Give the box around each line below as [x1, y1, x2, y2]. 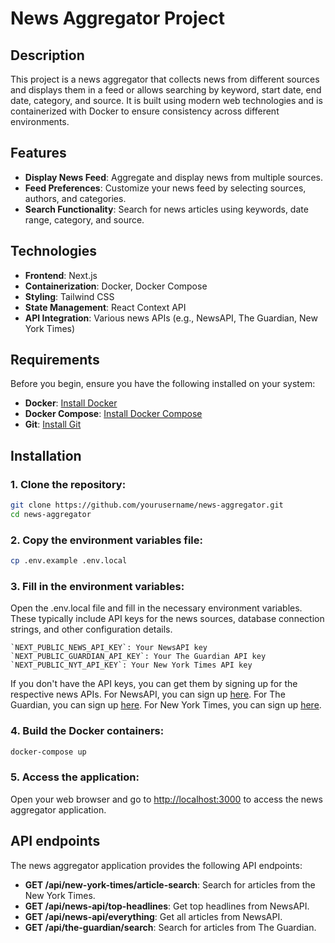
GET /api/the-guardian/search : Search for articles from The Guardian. [24, 921, 317, 933]
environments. [10, 116, 70, 127]
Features [10, 145, 67, 162]
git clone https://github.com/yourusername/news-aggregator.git [10, 500, 284, 511]
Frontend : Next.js [24, 269, 98, 281]
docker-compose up [10, 747, 87, 757]
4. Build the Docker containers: [10, 724, 165, 738]
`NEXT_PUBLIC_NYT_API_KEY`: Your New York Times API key [10, 660, 253, 671]
